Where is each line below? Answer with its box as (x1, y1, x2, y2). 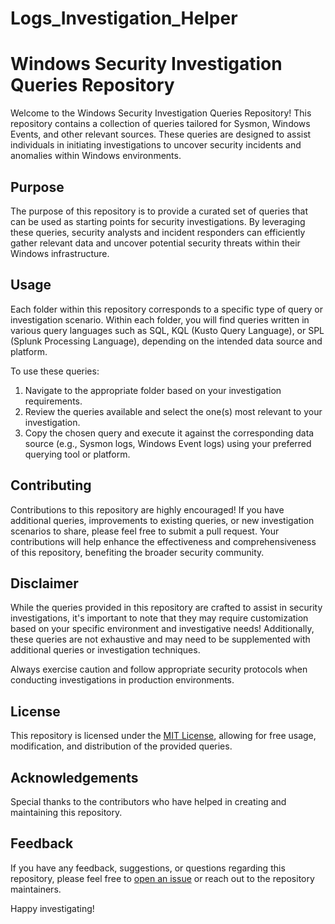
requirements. (24, 395, 83, 407)
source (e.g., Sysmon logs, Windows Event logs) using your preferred (24, 437, 312, 449)
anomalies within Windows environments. (10, 150, 182, 162)
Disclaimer (10, 575, 79, 592)
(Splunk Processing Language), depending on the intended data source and (10, 335, 323, 347)
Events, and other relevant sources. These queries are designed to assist (10, 128, 312, 141)
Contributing (10, 477, 92, 494)
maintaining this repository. (10, 807, 123, 818)
